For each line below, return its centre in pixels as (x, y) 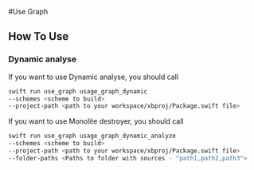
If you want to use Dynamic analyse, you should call (94, 77)
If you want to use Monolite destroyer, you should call (96, 121)
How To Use (39, 36)
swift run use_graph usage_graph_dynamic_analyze (92, 136)
